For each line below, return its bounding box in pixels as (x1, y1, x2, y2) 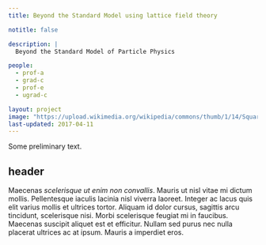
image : (8, 112, 30, 121)
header (8, 164, 45, 178)
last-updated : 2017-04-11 (8, 120, 93, 128)
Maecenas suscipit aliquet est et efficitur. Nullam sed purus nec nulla (8, 219, 234, 229)
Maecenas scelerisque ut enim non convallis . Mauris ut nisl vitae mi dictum (8, 186, 253, 195)
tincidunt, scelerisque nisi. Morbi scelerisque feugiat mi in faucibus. (8, 211, 229, 220)
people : (8, 62, 34, 70)
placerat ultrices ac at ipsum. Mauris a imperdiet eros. (8, 228, 184, 237)
